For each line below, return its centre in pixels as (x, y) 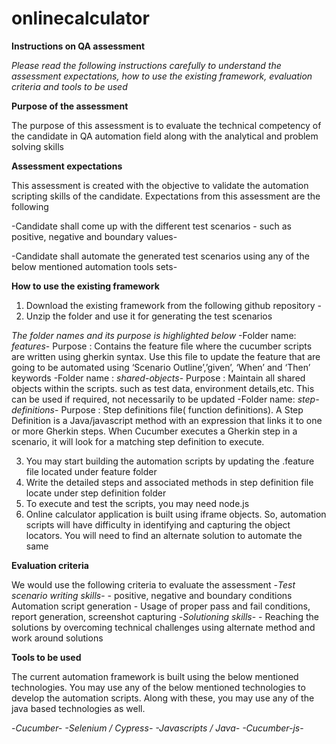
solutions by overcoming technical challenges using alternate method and (163, 627)
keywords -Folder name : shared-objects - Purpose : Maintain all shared (158, 378)
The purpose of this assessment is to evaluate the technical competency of (166, 125)
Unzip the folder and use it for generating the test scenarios (149, 316)
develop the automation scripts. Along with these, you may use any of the (163, 698)
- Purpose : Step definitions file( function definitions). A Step (179, 409)
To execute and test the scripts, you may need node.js (137, 503)
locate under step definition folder (96, 493)
